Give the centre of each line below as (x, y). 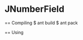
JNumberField (35, 9)
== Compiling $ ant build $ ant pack (41, 23)
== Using (14, 32)
